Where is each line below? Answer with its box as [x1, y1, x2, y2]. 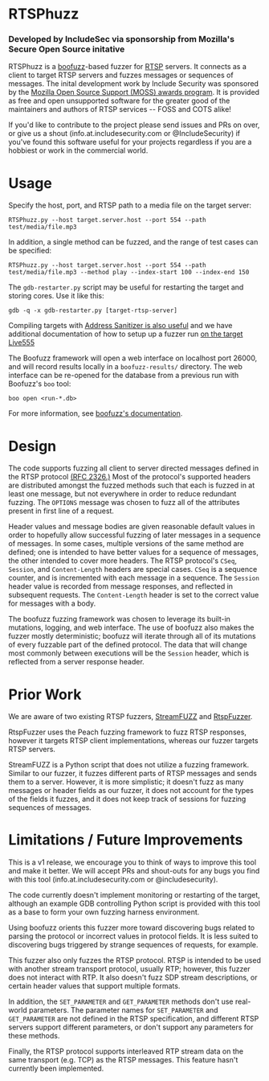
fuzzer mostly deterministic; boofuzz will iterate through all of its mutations [8, 631, 256, 641]
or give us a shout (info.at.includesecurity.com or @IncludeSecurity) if [8, 129, 241, 138]
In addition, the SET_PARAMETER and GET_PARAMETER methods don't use [8, 997, 234, 1006]
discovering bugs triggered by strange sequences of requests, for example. [8, 940, 259, 950]
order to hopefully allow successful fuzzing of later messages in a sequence [8, 530, 261, 540]
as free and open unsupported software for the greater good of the [8, 96, 230, 105]
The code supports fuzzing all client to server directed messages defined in [8, 463, 259, 473]
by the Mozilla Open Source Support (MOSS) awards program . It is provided [8, 88, 259, 97]
